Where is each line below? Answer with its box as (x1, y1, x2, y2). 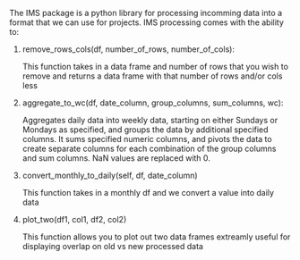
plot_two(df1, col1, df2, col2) (21, 214, 127, 224)
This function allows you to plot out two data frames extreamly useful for (21, 231, 291, 242)
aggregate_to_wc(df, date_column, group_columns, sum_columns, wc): (21, 97, 284, 108)
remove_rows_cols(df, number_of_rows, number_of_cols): (21, 44, 236, 55)
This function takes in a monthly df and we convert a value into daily (21, 188, 275, 197)
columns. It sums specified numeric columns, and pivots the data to (21, 134, 272, 144)
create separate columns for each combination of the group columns (21, 143, 277, 154)
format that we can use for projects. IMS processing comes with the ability (9, 17, 285, 28)
